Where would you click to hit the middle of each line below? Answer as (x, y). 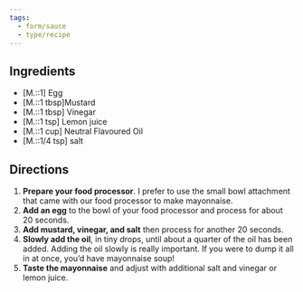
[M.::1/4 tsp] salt (53, 141)
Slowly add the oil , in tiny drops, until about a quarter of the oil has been (157, 239)
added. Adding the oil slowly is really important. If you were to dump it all (158, 249)
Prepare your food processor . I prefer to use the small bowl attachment (156, 191)
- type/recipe (44, 34)
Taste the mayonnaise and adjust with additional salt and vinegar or (150, 268)
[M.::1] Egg (43, 93)
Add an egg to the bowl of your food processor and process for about (152, 210)
